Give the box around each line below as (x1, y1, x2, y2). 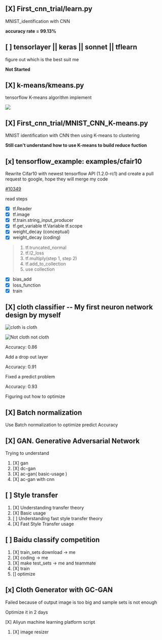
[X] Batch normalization (5, 408, 82, 417)
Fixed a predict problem (5, 374, 55, 380)
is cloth (22, 324, 37, 330)
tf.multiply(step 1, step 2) (25, 255, 77, 262)
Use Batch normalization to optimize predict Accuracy (5, 422, 118, 428)
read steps (5, 196, 28, 202)
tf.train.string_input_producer (12, 217, 74, 223)
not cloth (30, 334, 49, 340)
